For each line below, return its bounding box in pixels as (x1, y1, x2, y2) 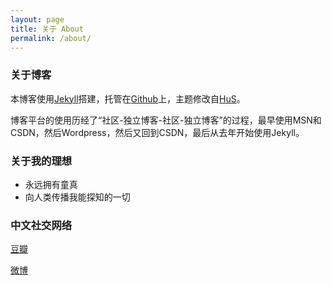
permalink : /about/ (10, 33, 92, 43)
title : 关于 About (10, 24, 84, 34)
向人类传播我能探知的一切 (24, 191, 131, 203)
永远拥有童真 (24, 178, 78, 190)
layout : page (10, 14, 65, 25)
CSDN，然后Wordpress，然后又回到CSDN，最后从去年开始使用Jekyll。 (10, 126, 305, 138)
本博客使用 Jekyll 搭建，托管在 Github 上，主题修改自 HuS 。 (10, 92, 246, 105)
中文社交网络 (10, 218, 73, 232)
